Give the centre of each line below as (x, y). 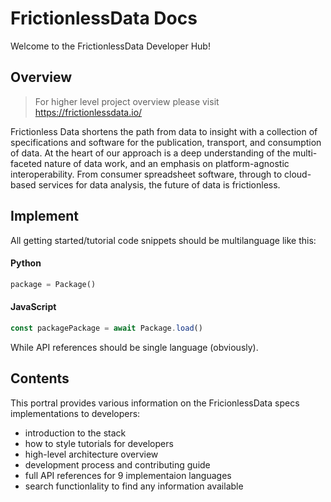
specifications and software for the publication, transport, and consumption (166, 142)
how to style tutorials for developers (99, 443)
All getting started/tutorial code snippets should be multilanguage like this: (163, 240)
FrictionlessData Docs (104, 18)
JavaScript (33, 307)
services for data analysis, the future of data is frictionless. (159, 184)
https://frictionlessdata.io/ (88, 112)
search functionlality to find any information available (134, 486)
